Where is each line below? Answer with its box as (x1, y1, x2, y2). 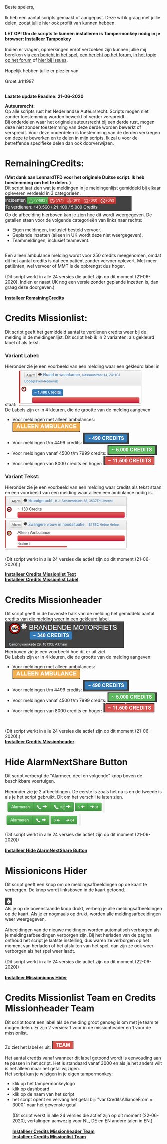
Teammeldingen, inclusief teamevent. (12, 237, 90, 243)
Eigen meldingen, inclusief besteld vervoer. (12, 227, 101, 233)
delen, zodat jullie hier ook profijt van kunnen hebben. (5, 20, 116, 26)
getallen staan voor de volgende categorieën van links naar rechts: (5, 217, 143, 223)
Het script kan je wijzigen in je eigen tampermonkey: (5, 1071, 113, 1077)
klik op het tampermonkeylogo (12, 1081, 75, 1087)
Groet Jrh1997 (5, 78, 34, 84)
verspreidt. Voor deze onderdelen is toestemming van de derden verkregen (5, 130, 160, 135)
